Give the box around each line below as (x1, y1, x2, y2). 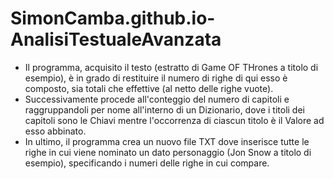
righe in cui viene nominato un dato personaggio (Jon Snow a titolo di (24, 146, 312, 158)
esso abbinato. (24, 125, 87, 137)
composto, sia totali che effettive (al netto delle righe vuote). (24, 82, 274, 94)
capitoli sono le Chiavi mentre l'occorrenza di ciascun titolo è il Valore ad (24, 114, 325, 126)
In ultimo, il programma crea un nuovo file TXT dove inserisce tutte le (24, 135, 310, 147)
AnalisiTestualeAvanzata (10, 28, 222, 51)
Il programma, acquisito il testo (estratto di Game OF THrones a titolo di (24, 61, 319, 73)
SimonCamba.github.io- (10, 7, 216, 30)
